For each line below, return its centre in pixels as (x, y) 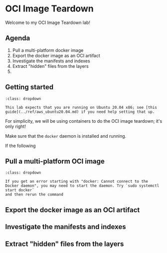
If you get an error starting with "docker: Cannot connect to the (77, 182)
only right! (16, 126)
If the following (20, 146)
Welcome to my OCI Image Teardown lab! (48, 22)
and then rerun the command (34, 195)
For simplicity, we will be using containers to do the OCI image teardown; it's (84, 121)
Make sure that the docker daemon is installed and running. (66, 136)
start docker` (20, 190)
